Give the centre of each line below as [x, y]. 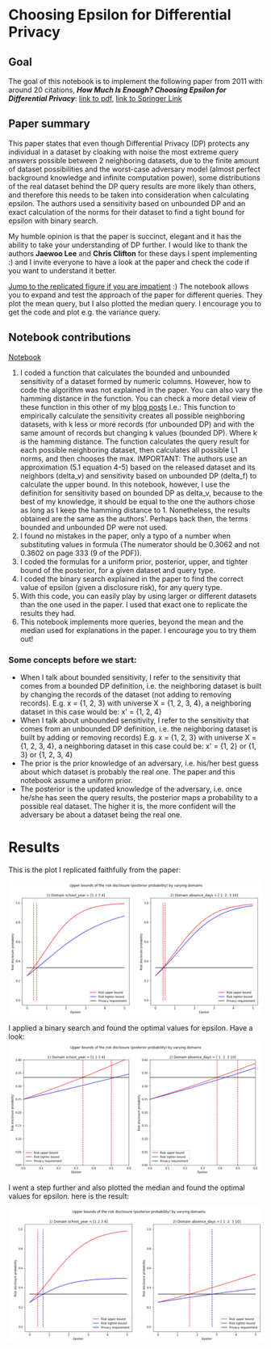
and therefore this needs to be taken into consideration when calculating [129, 195]
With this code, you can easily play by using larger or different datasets [138, 596]
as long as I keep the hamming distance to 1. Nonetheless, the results [135, 510]
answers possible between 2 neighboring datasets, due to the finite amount [134, 160]
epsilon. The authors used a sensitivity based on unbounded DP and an [127, 203]
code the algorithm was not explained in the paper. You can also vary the [141, 390]
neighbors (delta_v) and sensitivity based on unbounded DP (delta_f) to [138, 475]
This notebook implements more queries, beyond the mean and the [131, 622]
